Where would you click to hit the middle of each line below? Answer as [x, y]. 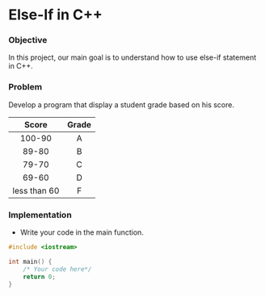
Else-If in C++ [56, 15]
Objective [28, 40]
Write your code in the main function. [82, 232]
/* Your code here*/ [57, 269]
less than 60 [36, 190]
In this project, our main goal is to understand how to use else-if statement [132, 57]
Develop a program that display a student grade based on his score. [121, 104]
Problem [25, 87]
